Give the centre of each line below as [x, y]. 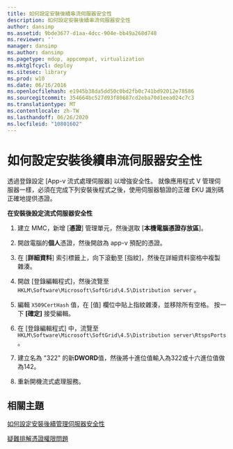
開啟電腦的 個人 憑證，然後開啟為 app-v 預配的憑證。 [91, 243]
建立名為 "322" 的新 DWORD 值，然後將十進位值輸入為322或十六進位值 [118, 358]
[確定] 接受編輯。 [50, 314]
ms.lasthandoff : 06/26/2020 [48, 117]
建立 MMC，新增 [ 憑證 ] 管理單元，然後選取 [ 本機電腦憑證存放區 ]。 [112, 228]
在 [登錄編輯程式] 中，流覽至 [58, 328]
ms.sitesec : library [37, 72]
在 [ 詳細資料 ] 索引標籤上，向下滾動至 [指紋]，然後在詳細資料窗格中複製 [119, 258]
